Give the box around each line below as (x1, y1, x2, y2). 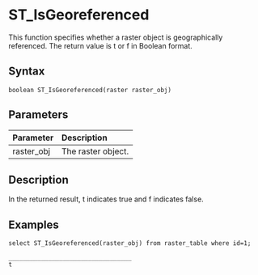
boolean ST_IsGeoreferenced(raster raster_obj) (8, 86, 172, 94)
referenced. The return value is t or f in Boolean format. (8, 40, 192, 50)
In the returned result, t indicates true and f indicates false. (8, 194, 204, 204)
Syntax (8, 65, 45, 78)
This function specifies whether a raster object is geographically (8, 32, 223, 42)
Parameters (8, 108, 69, 122)
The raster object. (61, 146, 129, 157)
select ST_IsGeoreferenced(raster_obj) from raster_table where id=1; (8, 239, 252, 247)
